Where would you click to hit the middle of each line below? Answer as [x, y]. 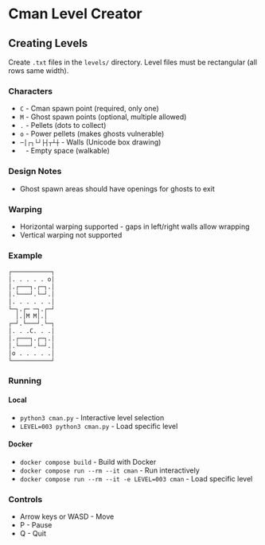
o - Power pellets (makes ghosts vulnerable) [92, 134]
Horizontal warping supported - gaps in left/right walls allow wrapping [134, 226]
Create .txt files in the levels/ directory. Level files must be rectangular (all [132, 62]
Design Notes [35, 172]
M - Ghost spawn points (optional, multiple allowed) [103, 117]
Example [25, 255]
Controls [25, 499]
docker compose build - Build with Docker [88, 462]
